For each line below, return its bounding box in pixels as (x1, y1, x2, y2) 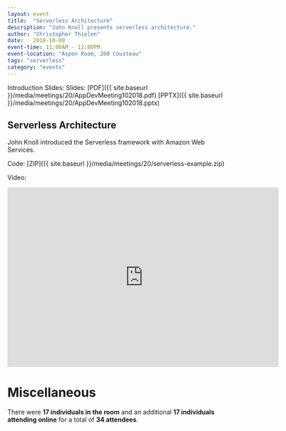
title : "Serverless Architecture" (7, 17, 113, 24)
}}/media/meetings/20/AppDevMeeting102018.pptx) (7, 98, 160, 107)
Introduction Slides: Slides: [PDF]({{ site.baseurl (7, 83, 148, 91)
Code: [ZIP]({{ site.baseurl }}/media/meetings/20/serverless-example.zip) (7, 159, 225, 168)
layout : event (7, 10, 50, 18)
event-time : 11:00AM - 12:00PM (7, 44, 101, 51)
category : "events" (7, 64, 66, 71)
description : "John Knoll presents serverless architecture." (7, 24, 196, 31)
